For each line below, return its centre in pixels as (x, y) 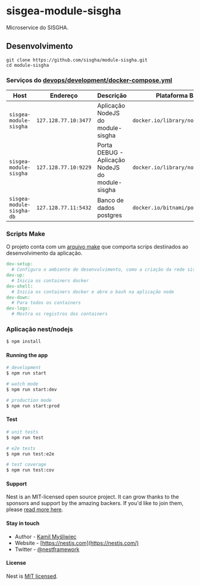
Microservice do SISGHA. (37, 27)
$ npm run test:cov (30, 470)
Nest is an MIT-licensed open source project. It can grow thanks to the (93, 497)
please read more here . (35, 510)
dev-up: (16, 276)
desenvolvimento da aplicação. (44, 253)
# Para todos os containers (46, 303)
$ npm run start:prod (33, 406)
